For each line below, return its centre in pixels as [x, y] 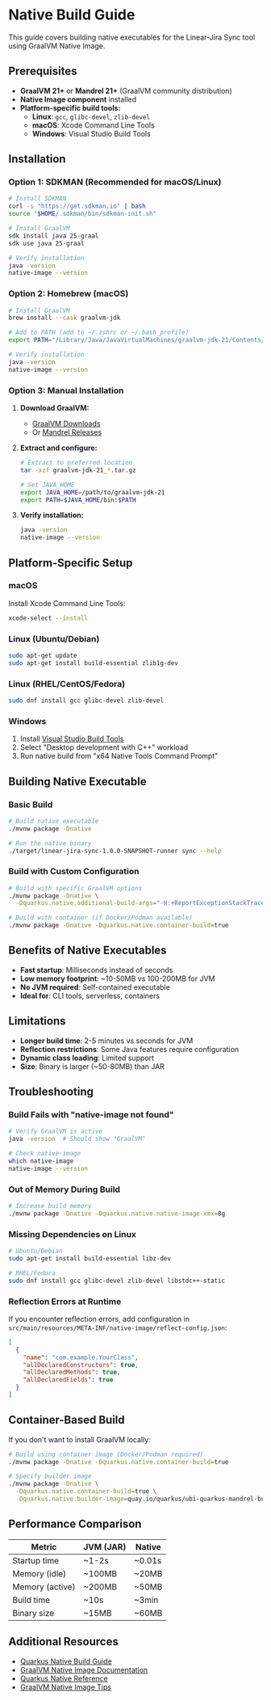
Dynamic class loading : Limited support [87, 1058]
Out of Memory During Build [65, 1189]
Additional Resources [63, 1642]
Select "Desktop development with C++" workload [104, 747]
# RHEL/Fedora [32, 1273]
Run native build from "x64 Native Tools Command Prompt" [119, 756]
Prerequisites [43, 72]
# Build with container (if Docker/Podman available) [101, 918]
